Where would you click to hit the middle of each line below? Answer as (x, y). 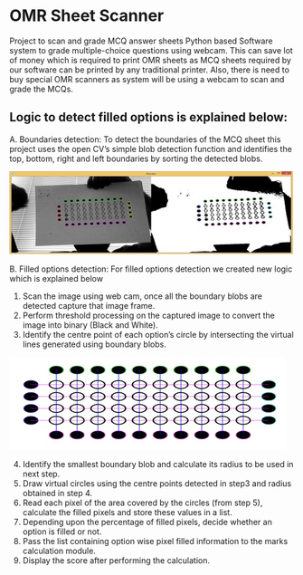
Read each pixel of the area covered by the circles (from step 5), (142, 503)
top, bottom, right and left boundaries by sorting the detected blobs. (136, 158)
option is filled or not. (62, 532)
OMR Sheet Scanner (87, 16)
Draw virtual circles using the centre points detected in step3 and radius (157, 483)
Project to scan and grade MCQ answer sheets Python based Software (141, 41)
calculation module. (59, 551)
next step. (41, 474)
